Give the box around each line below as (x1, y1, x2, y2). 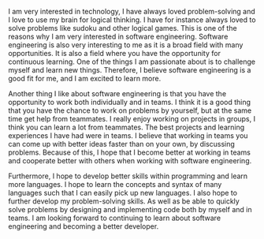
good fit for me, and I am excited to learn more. (8, 74, 162, 83)
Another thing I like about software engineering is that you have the (8, 89, 227, 98)
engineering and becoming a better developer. (8, 222, 159, 231)
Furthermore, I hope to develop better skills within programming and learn (8, 171, 248, 181)
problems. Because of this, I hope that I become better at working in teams (8, 148, 251, 157)
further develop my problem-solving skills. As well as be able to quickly (8, 196, 240, 206)
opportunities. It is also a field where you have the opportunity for (8, 49, 221, 58)
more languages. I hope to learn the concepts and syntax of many (8, 180, 222, 189)
